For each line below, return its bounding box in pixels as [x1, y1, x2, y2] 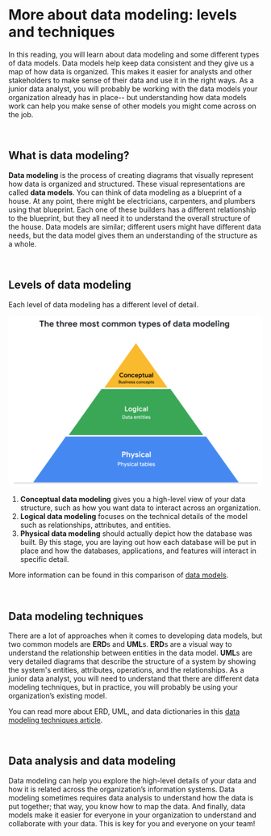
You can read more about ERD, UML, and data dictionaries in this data [8, 707, 240, 716]
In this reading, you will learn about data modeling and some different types [8, 49, 260, 59]
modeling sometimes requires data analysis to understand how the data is [8, 792, 254, 802]
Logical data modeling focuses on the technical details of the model [19, 512, 248, 521]
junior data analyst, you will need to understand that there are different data [8, 673, 260, 684]
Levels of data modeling [8, 278, 131, 292]
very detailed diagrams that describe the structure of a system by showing [8, 657, 256, 666]
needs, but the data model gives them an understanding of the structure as [8, 230, 258, 240]
